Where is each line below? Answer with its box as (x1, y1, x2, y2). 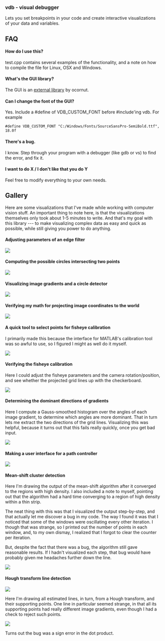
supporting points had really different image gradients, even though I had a (5, 606, 157, 612)
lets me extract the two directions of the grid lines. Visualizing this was (5, 419, 149, 425)
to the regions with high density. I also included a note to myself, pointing (5, 489, 154, 495)
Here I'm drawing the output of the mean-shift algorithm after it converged (5, 483, 156, 489)
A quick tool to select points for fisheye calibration (5, 324, 111, 330)
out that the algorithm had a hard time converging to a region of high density (5, 494, 160, 499)
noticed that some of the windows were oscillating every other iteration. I (5, 519, 153, 525)
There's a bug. (5, 139, 36, 144)
